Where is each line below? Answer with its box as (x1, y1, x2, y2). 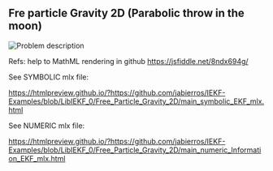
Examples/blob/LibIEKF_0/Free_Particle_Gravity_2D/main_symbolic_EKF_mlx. (8, 96, 265, 106)
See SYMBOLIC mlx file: (8, 72, 89, 82)
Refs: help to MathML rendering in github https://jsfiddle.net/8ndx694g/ (8, 56, 249, 66)
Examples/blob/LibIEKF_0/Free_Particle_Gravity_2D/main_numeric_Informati (8, 145, 262, 155)
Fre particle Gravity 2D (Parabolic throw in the (8, 6, 245, 20)
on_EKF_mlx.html (8, 153, 66, 163)
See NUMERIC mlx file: (8, 121, 85, 130)
